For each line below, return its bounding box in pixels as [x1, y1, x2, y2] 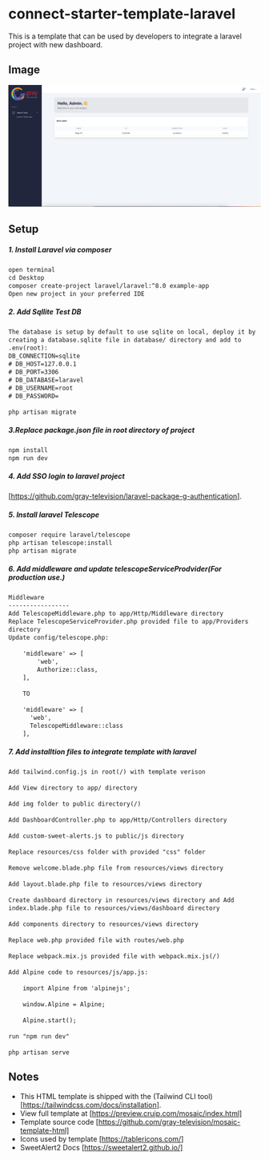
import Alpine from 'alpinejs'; [22, 984, 130, 992]
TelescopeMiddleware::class [29, 722, 124, 730]
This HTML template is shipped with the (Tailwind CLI [19, 1091, 196, 1101]
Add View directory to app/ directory [8, 784, 138, 792]
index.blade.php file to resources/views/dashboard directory [8, 904, 220, 912]
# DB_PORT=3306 [8, 368, 59, 377]
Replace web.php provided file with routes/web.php [8, 936, 184, 944]
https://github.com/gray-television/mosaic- [98, 1117, 241, 1126]
